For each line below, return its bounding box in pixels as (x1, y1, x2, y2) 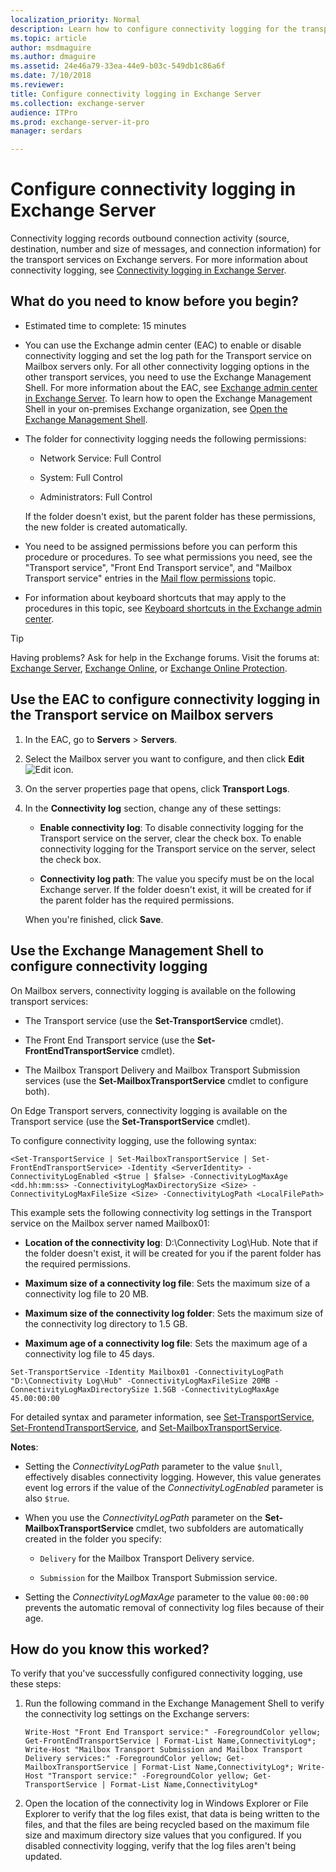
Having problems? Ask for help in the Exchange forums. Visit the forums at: (10, 651, 320, 663)
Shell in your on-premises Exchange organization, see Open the (24, 402, 288, 415)
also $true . (24, 1492, 70, 1504)
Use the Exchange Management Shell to (10, 942, 265, 960)
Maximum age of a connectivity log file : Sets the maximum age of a (24, 1337, 308, 1349)
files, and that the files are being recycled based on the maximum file (24, 1819, 310, 1831)
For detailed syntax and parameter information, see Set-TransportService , (10, 1411, 315, 1423)
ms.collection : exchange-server (10, 98, 145, 108)
